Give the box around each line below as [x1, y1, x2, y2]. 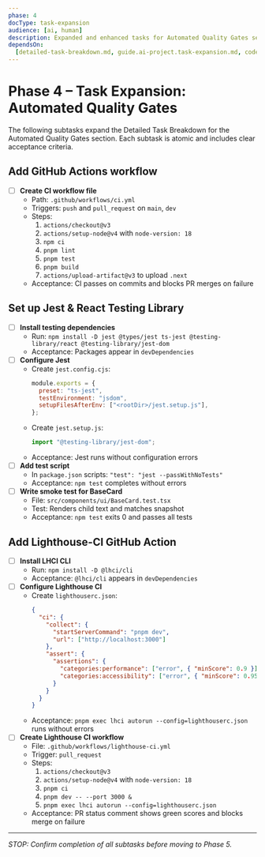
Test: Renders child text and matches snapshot [31, 504, 185, 513]
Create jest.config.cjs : [31, 364, 110, 374]
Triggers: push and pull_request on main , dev [31, 203, 177, 212]
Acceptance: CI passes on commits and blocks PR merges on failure [31, 278, 254, 288]
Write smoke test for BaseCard [19, 487, 123, 496]
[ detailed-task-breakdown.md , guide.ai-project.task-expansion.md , [15, 48, 242, 56]
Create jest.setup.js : [31, 423, 104, 433]
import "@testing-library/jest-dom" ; [31, 438, 156, 446]
